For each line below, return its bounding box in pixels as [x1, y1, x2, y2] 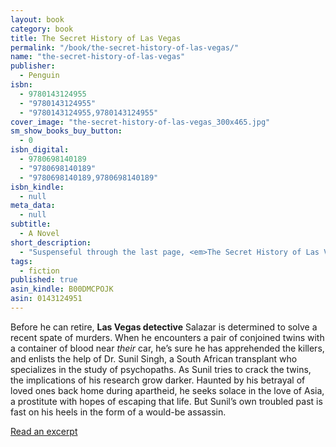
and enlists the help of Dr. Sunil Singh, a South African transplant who [10, 352, 298, 365]
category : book [10, 24, 74, 34]
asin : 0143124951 [10, 294, 83, 304]
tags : [10, 256, 33, 266]
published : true [10, 275, 78, 285]
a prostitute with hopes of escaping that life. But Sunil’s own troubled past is [10, 395, 323, 407]
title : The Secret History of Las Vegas [10, 33, 182, 43]
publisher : [10, 61, 56, 71]
